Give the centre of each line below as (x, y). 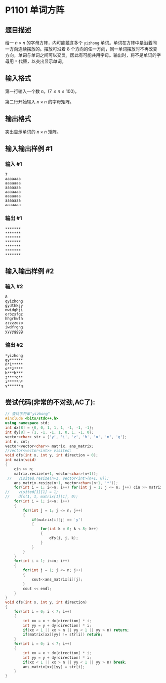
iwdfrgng (14, 327)
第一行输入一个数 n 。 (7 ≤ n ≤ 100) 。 (42, 91)
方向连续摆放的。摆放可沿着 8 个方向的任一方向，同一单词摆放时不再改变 (83, 49)
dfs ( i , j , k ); (64, 538)
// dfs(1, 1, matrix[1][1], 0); (42, 497)
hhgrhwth (14, 319)
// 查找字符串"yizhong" (28, 414)
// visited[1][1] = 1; (32, 492)
